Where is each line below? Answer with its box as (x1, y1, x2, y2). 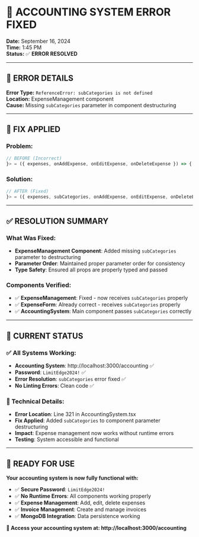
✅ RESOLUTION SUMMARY (6, 216, 109, 226)
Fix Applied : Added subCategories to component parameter (14, 417, 161, 424)
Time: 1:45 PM (6, 44, 42, 51)
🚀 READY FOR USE (6, 459, 75, 469)
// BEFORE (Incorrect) (6, 155, 62, 162)
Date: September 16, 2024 (6, 37, 71, 44)
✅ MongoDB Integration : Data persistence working (14, 513, 140, 520)
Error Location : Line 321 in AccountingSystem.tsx (14, 411, 136, 418)
